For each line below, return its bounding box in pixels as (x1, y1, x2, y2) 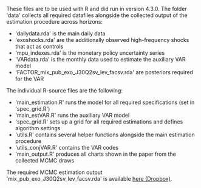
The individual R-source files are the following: (6, 87, 123, 94)
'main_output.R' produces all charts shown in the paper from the (15, 150, 176, 158)
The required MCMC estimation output (6, 169, 103, 176)
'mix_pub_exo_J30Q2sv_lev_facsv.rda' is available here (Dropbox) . (6, 175, 172, 182)
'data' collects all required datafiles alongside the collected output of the (6, 12, 188, 19)
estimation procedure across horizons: (6, 18, 103, 25)
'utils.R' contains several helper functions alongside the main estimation (15, 131, 196, 138)
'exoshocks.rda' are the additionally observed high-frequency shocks (15, 37, 189, 43)
